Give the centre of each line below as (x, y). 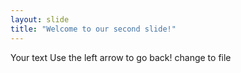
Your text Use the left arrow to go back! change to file (121, 57)
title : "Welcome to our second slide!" (93, 29)
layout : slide (40, 19)
